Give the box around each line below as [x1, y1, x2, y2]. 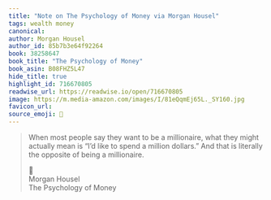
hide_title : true [8, 72, 67, 80]
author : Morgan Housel [8, 34, 85, 43]
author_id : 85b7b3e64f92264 [8, 42, 104, 50]
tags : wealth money [8, 20, 75, 28]
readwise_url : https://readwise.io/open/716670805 [8, 87, 183, 96]
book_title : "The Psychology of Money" [8, 58, 144, 66]
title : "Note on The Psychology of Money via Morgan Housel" [8, 11, 220, 20]
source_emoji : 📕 [8, 111, 63, 119]
